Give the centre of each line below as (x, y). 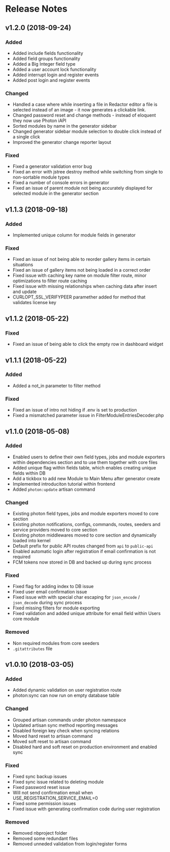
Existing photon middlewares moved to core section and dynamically (84, 535)
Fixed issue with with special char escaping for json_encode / (76, 597)
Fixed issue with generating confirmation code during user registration (86, 809)
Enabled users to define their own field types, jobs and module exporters (89, 457)
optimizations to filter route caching (50, 281)
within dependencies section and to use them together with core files (85, 462)
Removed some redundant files (45, 839)
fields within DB (29, 473)
